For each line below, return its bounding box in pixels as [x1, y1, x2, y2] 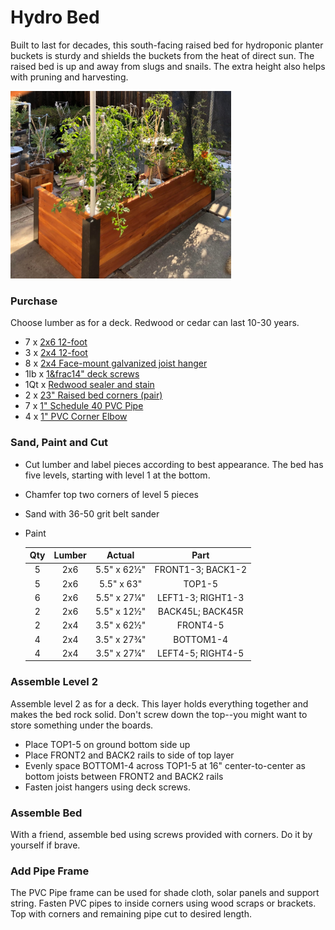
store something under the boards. [10, 719, 154, 731]
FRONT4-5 [176, 619, 225, 631]
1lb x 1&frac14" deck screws [24, 368, 140, 380]
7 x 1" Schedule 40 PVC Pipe [24, 400, 144, 412]
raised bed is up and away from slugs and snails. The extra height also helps [10, 60, 326, 72]
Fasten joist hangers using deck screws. [24, 781, 192, 793]
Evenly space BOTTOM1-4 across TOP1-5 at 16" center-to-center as [24, 759, 306, 771]
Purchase [10, 294, 58, 308]
